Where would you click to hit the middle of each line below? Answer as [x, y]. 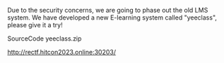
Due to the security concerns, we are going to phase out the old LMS [108, 10]
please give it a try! [35, 25]
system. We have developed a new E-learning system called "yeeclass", [112, 17]
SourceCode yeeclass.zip [45, 38]
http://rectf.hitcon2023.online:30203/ [62, 52]
